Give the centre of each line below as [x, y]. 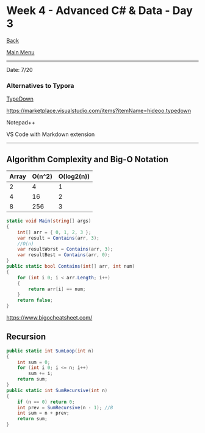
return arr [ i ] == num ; [57, 289]
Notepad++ [21, 123]
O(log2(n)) [74, 176]
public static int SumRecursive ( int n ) [57, 390]
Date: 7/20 [20, 70]
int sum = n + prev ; [43, 413]
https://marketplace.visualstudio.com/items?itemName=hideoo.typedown [99, 111]
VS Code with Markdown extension [51, 134]
